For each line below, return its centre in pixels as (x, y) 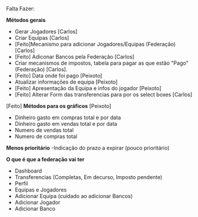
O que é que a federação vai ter (45, 159)
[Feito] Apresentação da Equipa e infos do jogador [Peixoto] (88, 88)
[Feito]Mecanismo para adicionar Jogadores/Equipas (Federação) (95, 44)
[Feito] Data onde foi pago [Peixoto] (58, 76)
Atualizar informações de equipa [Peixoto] (66, 82)
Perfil (21, 184)
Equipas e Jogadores (41, 190)
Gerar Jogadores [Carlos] (46, 31)
